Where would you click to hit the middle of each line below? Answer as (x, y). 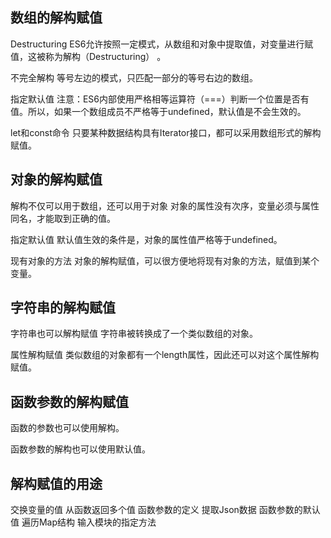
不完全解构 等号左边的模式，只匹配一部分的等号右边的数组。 (134, 77)
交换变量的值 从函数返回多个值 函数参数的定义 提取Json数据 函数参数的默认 (165, 510)
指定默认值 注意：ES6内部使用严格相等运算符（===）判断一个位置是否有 (160, 99)
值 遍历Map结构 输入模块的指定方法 (83, 522)
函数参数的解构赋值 (69, 401)
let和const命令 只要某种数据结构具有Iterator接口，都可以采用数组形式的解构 (166, 132)
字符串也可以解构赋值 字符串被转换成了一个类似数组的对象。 (134, 334)
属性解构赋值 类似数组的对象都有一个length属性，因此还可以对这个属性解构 (165, 355)
